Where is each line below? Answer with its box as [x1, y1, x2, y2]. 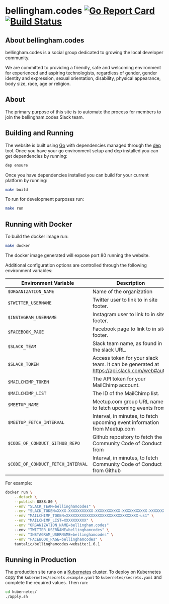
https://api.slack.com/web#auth [92, 367, 167, 374]
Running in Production [5, 555, 77, 564]
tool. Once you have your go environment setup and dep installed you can [5, 147, 158, 154]
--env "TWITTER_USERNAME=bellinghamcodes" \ [14, 527, 109, 532]
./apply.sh [5, 594, 28, 599]
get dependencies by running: [5, 153, 68, 159]
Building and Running [5, 129, 74, 138]
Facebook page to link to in [92, 325, 157, 332]
